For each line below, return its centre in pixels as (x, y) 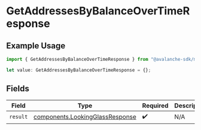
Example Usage (36, 46)
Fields (18, 89)
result (19, 117)
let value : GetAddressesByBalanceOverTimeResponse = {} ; (79, 70)
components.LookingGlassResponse (85, 117)
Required (155, 106)
